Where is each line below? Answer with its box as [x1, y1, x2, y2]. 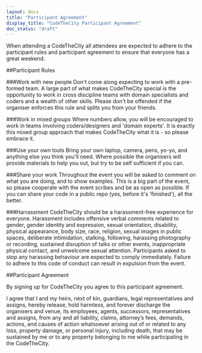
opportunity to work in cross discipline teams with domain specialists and [6, 91, 189, 98]
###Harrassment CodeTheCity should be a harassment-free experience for [6, 209, 194, 216]
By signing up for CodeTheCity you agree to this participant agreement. [6, 283, 184, 290]
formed [6, 85, 25, 92]
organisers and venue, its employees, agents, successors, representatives [6, 308, 191, 315]
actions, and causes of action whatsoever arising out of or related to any [6, 320, 186, 328]
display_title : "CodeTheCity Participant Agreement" [6, 20, 142, 26]
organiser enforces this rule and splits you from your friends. [6, 104, 157, 112]
